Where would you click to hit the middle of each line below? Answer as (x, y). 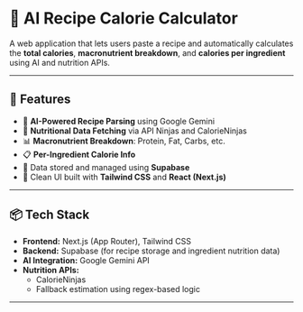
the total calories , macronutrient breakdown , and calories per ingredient (147, 52)
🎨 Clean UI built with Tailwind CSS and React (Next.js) (124, 177)
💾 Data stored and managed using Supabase (106, 167)
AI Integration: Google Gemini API (86, 260)
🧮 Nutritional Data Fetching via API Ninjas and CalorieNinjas (135, 131)
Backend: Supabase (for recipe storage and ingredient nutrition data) (151, 251)
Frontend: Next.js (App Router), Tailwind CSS (107, 241)
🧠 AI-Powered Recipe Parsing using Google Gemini (118, 121)
